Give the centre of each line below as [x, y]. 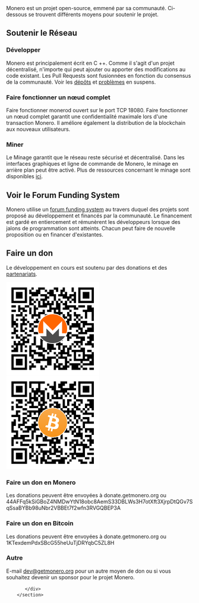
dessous [17, 14]
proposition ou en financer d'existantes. [55, 235]
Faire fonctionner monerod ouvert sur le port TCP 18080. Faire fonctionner [97, 110]
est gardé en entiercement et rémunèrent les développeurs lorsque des [94, 222]
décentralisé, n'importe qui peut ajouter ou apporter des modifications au [96, 69]
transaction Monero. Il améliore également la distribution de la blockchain [96, 122]
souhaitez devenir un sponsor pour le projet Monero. [70, 577]
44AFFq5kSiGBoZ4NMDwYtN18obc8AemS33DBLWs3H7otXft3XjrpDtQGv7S [99, 502]
